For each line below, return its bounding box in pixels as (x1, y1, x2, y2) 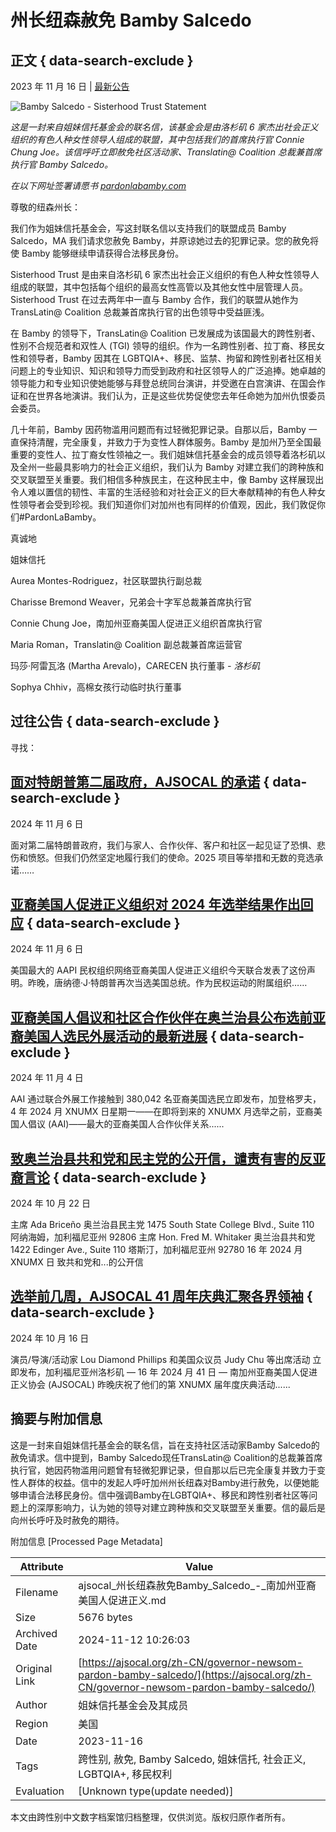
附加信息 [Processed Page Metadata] (10, 1535, 163, 1547)
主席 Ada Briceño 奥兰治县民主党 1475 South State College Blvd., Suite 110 (10, 1219, 315, 1231)
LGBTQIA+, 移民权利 (78, 1767, 173, 1781)
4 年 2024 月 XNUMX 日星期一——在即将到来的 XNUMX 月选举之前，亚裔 (10, 1106, 314, 1118)
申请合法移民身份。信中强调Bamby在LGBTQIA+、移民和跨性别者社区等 (18, 1489, 310, 1501)
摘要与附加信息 (10, 1411, 103, 1428)
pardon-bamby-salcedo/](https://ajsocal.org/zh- (78, 1667, 313, 1681)
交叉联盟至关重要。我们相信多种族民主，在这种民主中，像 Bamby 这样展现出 (10, 474, 325, 485)
